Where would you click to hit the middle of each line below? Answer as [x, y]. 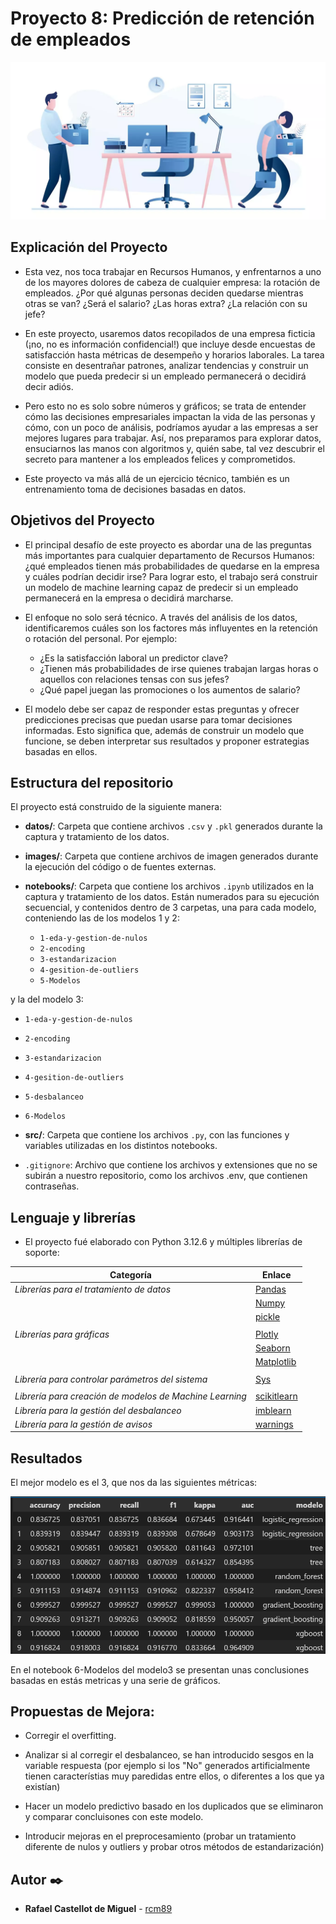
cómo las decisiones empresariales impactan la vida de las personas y [170, 416]
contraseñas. [52, 1186]
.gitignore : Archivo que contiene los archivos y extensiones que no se [171, 1165]
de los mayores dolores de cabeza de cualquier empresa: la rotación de [172, 282]
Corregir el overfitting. [70, 1736]
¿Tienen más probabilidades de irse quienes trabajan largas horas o [179, 668]
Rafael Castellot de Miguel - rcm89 [98, 1909]
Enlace [276, 1274]
